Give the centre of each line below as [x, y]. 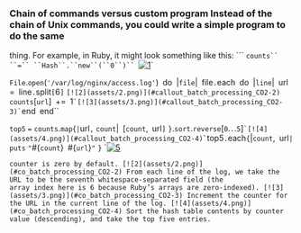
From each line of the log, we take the [203, 172]
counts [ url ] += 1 [41, 102]
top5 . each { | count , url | [250, 139]
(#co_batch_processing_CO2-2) [66, 172]
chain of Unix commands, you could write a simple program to [148, 24]
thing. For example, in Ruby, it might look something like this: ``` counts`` [144, 56]
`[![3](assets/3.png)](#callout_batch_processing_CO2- [178, 103]
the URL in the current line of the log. [88, 204]
